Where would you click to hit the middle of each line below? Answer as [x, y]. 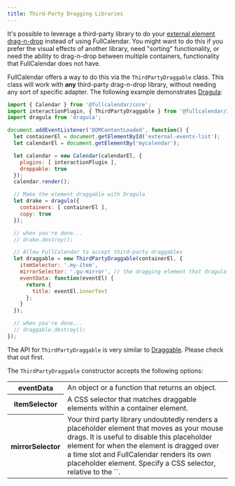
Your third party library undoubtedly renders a [143, 420]
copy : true [36, 214]
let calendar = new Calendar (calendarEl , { [78, 156]
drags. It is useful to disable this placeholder [140, 437]
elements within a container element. [128, 408]
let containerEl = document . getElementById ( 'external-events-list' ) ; [117, 137]
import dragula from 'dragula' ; [54, 117]
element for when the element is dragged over [143, 446]
